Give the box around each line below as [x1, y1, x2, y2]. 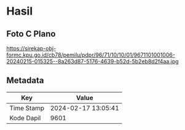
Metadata [6, 75, 44, 86]
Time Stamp [9, 104, 45, 112]
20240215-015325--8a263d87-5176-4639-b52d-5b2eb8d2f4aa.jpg [6, 58, 179, 65]
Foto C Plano [6, 29, 56, 39]
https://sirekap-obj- [6, 45, 57, 52]
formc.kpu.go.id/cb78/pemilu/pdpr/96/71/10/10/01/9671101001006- [6, 51, 175, 59]
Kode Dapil [9, 114, 41, 122]
